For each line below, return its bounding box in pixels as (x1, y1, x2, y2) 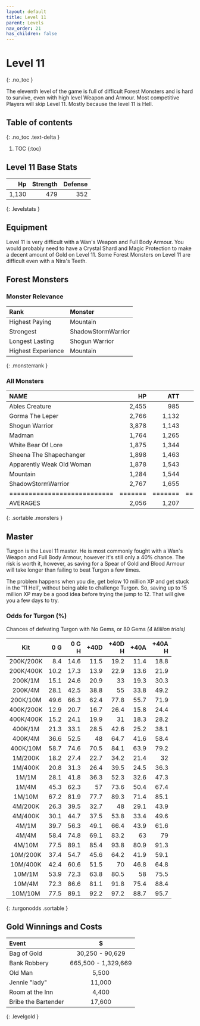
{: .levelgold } (6, 1013, 39, 1020)
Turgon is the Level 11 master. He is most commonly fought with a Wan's (6, 547, 183, 554)
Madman (9, 431, 34, 439)
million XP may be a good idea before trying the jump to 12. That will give (6, 591, 185, 598)
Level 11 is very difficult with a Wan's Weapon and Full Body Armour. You (6, 238, 185, 245)
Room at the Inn (9, 988, 54, 996)
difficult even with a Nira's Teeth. (6, 257, 87, 264)
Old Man (9, 969, 33, 977)
